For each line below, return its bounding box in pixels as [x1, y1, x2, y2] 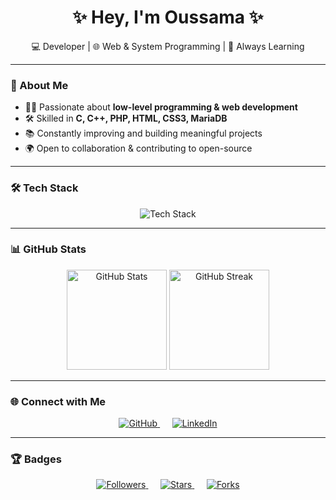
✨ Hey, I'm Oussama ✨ [72, 6, 264, 29]
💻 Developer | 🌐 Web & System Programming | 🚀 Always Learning [31, 40, 305, 52]
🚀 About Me [10, 78, 69, 92]
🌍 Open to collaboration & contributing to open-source [24, 142, 253, 155]
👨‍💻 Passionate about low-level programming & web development [24, 101, 298, 113]
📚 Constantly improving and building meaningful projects [24, 127, 263, 140]
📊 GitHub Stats [10, 242, 87, 256]
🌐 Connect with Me [10, 394, 107, 408]
